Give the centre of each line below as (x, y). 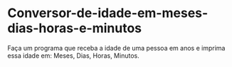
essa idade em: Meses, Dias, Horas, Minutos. (74, 56)
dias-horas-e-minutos (75, 28)
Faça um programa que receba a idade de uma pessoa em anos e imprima (116, 48)
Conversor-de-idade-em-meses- (108, 13)
